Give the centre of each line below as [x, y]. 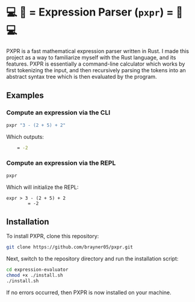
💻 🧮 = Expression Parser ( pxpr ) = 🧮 [95, 12]
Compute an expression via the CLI [58, 112]
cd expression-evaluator [37, 270]
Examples [25, 95]
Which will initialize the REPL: [42, 187]
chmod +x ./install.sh [35, 276]
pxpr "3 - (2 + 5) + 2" [36, 125]
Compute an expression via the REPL [61, 163]
